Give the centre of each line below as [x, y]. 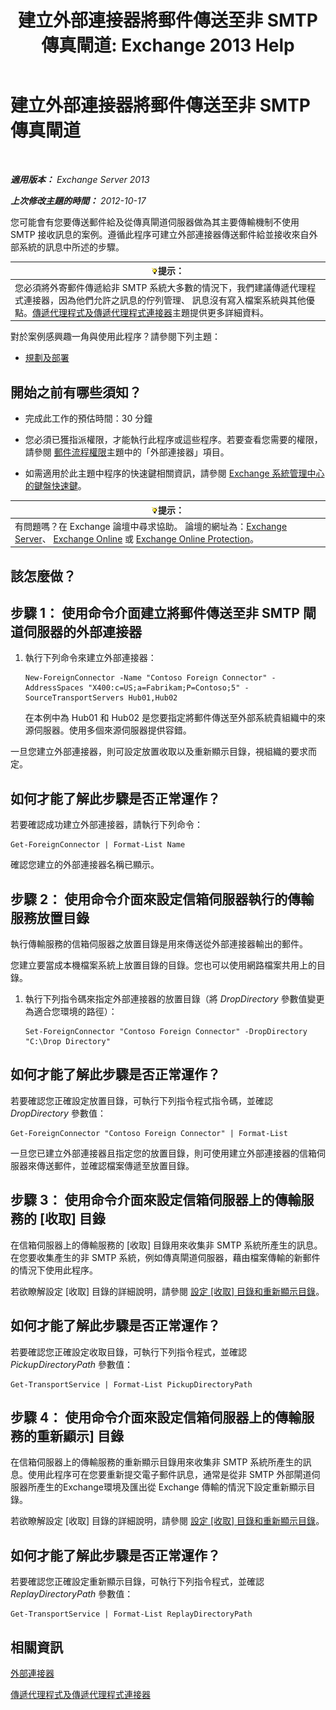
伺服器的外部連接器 [82, 632]
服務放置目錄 [50, 917]
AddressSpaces [54, 688]
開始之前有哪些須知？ [76, 392]
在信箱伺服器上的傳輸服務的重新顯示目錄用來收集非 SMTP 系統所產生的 [156, 1462]
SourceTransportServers [74, 698]
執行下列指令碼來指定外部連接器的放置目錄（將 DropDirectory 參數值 [166, 999]
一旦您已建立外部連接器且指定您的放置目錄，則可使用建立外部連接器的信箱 [163, 1153]
